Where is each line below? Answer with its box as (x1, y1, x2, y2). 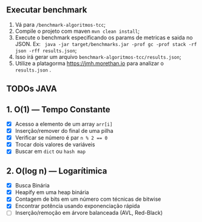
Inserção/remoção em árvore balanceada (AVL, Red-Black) (15, 209, 163, 217)
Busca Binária (15, 182, 50, 189)
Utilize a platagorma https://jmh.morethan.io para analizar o (15, 59, 164, 67)
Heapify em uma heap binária (15, 189, 89, 196)
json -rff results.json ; (15, 47, 77, 54)
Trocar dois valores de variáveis (15, 141, 95, 148)
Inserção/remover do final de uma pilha (15, 127, 113, 135)
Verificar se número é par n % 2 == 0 (15, 134, 108, 141)
